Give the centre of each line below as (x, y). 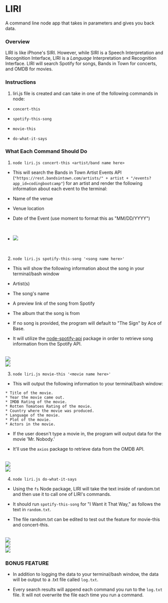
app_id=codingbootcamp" (38, 183)
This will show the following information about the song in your (78, 268)
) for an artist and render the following (103, 183)
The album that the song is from (46, 313)
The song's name (31, 293)
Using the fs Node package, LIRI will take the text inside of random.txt (86, 489)
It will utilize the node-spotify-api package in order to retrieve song (83, 338)
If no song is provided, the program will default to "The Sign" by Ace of (87, 323)
